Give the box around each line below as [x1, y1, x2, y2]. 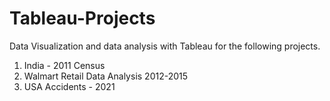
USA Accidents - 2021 [23, 80, 116, 92]
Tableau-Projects [9, 7, 156, 30]
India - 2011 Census [23, 59, 106, 71]
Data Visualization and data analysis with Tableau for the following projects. [9, 40, 321, 52]
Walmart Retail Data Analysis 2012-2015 [23, 70, 189, 82]
